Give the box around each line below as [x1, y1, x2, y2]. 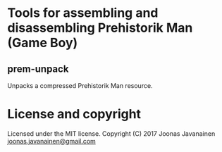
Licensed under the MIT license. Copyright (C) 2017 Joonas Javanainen [7, 129, 216, 138]
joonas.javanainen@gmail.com [7, 137, 97, 145]
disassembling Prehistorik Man [7, 20, 193, 36]
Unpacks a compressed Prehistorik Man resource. [7, 82, 153, 89]
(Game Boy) [7, 35, 78, 51]
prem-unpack [7, 63, 69, 75]
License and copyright [7, 106, 142, 122]
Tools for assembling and [7, 5, 159, 21]
